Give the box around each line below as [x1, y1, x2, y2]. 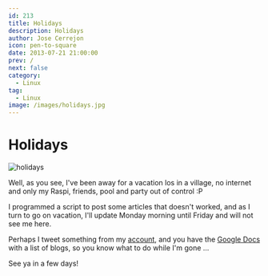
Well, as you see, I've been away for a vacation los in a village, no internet [8, 178, 252, 188]
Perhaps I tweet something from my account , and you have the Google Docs [8, 234, 261, 245]
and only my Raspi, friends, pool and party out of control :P [8, 186, 203, 197]
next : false [8, 64, 48, 72]
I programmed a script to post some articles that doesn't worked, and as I [8, 202, 250, 212]
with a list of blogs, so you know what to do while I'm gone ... [8, 243, 210, 253]
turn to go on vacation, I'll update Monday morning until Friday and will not [8, 210, 254, 221]
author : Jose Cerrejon [8, 34, 84, 43]
